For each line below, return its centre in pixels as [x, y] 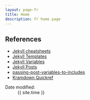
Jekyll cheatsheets [31, 51]
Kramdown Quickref [33, 78]
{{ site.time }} [31, 93]
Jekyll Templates [29, 56]
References [23, 39]
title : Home [17, 14]
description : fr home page [33, 19]
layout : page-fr [22, 10]
